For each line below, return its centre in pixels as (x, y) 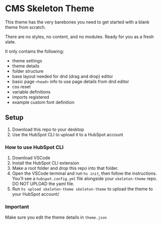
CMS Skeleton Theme (50, 9)
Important (17, 206)
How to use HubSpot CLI (35, 147)
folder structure (28, 71)
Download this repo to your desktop (48, 129)
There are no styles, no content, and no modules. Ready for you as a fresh (80, 37)
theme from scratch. (26, 27)
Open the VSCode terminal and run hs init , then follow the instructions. (84, 173)
